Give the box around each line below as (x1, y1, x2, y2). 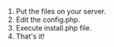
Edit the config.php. (15, 15, 81, 24)
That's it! (15, 31, 45, 41)
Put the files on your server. (15, 7, 107, 16)
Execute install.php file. (15, 23, 93, 32)
